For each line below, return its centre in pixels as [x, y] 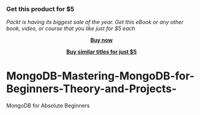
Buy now [102, 40]
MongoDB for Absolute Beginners [48, 106]
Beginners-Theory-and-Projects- [92, 89]
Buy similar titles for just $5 [102, 52]
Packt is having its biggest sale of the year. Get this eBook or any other [95, 22]
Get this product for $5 [40, 9]
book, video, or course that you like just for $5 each [71, 28]
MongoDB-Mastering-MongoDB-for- [100, 76]
